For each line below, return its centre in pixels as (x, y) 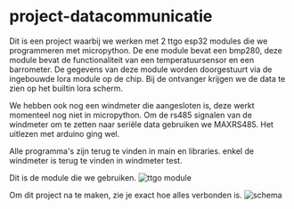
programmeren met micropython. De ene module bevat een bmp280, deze (146, 50)
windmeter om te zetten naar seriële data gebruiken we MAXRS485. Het (142, 124)
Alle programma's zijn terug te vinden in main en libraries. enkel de (132, 151)
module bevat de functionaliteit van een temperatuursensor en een (132, 60)
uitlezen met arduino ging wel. (65, 133)
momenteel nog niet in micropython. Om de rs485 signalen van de (131, 115)
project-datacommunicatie (111, 16)
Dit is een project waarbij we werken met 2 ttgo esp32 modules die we (139, 41)
